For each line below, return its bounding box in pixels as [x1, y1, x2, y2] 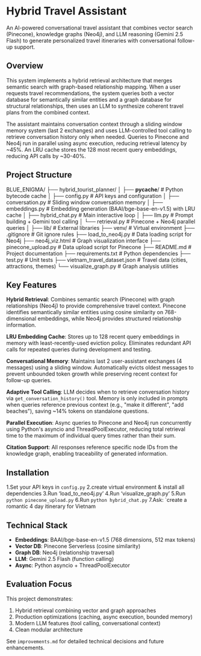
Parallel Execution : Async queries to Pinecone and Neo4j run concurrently [6, 419, 191, 427]
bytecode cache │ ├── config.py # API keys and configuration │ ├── [6, 192, 179, 199]
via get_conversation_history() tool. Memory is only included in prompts [6, 395, 188, 402]
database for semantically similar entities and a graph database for [6, 96, 172, 103]
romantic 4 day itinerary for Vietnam [6, 503, 96, 510]
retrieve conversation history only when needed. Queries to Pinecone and [6, 133, 190, 140]
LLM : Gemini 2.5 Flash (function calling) [14, 555, 114, 562]
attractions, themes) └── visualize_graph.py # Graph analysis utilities [6, 262, 179, 270]
